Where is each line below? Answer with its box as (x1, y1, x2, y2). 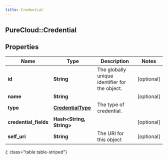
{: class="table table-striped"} (5, 148, 67, 155)
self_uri (7, 133, 26, 140)
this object (97, 136, 122, 143)
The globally (97, 66, 126, 73)
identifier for (97, 78, 126, 85)
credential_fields (7, 118, 49, 125)
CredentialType (53, 104, 91, 111)
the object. (97, 84, 122, 91)
